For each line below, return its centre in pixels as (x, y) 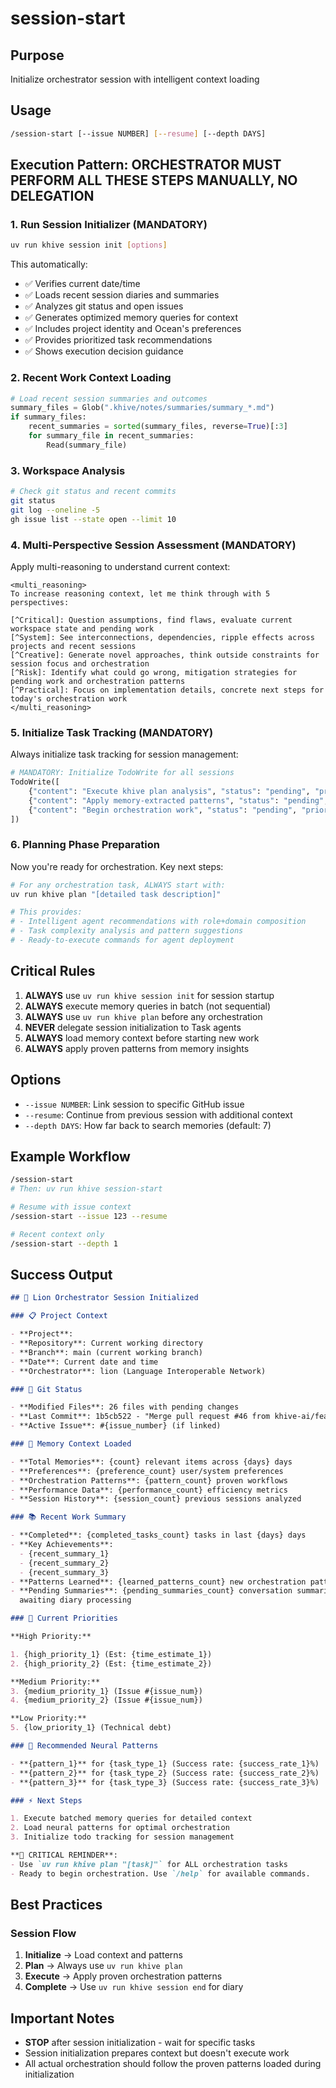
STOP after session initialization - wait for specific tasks (140, 2043)
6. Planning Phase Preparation (85, 845)
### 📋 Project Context (59, 1316)
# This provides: (46, 912)
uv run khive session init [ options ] (89, 245)
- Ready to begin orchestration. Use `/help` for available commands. (160, 1873)
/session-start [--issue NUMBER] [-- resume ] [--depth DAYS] (138, 133)
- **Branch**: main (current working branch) (106, 1352)
